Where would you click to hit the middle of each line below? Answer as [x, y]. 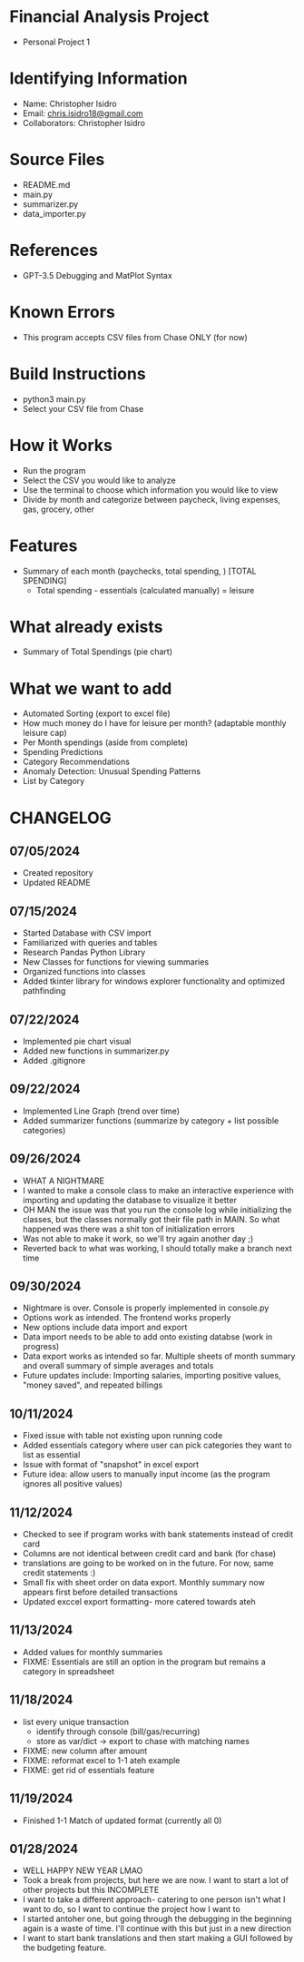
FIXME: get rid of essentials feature [88, 1770]
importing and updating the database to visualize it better [130, 1200]
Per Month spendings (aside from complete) [105, 742]
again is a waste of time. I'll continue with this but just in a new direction [157, 1928]
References [54, 250]
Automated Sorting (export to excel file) [96, 713]
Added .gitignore [54, 1060]
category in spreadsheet [69, 1671]
